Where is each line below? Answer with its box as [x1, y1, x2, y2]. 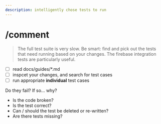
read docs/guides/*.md [12, 66, 60, 72]
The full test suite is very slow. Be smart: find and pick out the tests [17, 46, 156, 52]
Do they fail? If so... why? [5, 87, 57, 93]
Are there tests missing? [12, 113, 63, 119]
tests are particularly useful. [17, 56, 76, 62]
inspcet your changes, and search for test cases [12, 71, 113, 78]
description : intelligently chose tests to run [5, 7, 107, 13]
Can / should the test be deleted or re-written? [12, 107, 109, 113]
